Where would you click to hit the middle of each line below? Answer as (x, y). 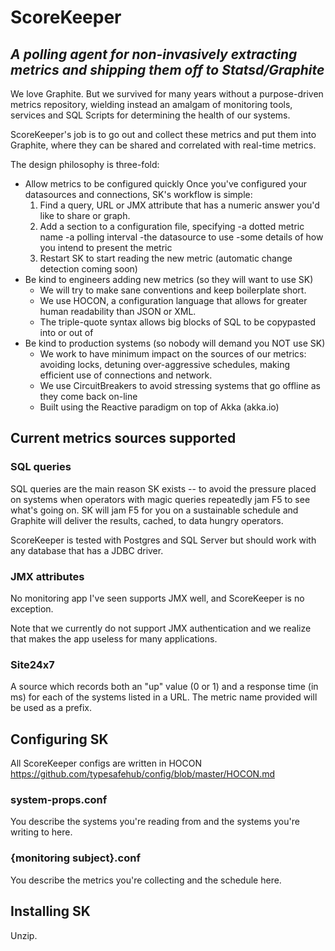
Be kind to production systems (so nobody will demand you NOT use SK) (175, 343)
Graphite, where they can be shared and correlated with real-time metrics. (163, 145)
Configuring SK (59, 739)
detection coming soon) (88, 269)
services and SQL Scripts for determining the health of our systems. (150, 115)
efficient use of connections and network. (126, 375)
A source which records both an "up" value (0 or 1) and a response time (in (164, 687)
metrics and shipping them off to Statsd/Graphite (167, 69)
